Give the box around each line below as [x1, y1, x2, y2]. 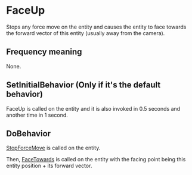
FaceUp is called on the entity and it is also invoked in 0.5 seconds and [6, 105, 181, 112]
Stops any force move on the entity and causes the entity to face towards [6, 23, 187, 30]
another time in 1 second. [6, 111, 69, 118]
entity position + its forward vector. [6, 162, 92, 170]
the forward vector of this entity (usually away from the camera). [6, 29, 165, 36]
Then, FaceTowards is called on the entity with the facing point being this [6, 156, 186, 163]
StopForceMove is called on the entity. [6, 144, 101, 152]
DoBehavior [6, 129, 51, 139]
